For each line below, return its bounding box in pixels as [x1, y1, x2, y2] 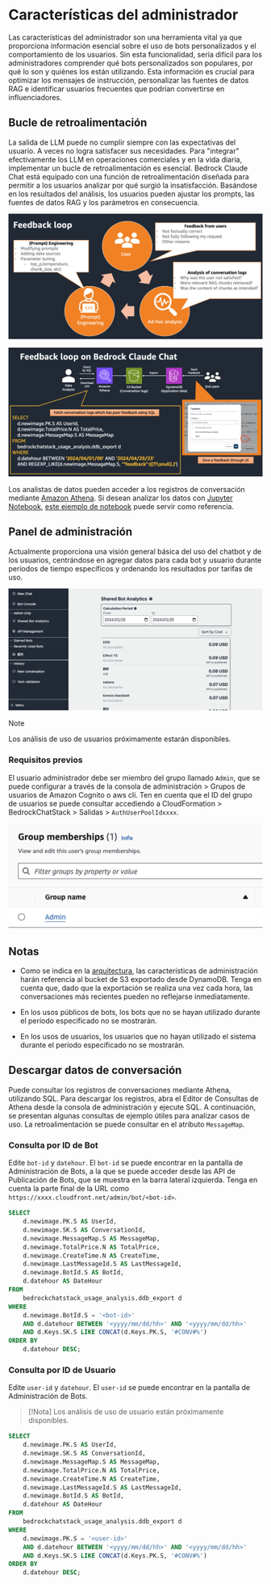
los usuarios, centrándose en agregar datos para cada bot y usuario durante [8, 555, 262, 565]
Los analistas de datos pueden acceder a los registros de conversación [8, 484, 246, 494]
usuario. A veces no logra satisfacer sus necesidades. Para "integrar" [8, 145, 240, 155]
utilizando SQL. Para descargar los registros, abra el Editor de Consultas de [8, 1093, 259, 1103]
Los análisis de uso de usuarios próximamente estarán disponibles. [8, 734, 231, 744]
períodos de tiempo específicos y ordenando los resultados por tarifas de [8, 563, 253, 573]
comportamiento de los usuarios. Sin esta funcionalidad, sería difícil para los [8, 49, 262, 59]
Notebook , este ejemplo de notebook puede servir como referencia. [8, 501, 234, 511]
